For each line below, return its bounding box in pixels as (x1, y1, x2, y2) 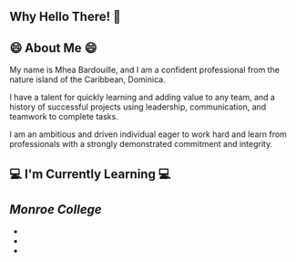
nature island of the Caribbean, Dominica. (9, 74, 166, 85)
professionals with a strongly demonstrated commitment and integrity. (9, 139, 273, 150)
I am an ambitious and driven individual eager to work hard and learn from (9, 129, 287, 140)
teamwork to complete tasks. (9, 111, 118, 122)
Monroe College (9, 202, 102, 217)
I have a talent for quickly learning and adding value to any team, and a (9, 92, 276, 103)
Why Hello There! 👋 (9, 9, 121, 25)
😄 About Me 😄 (9, 40, 97, 56)
